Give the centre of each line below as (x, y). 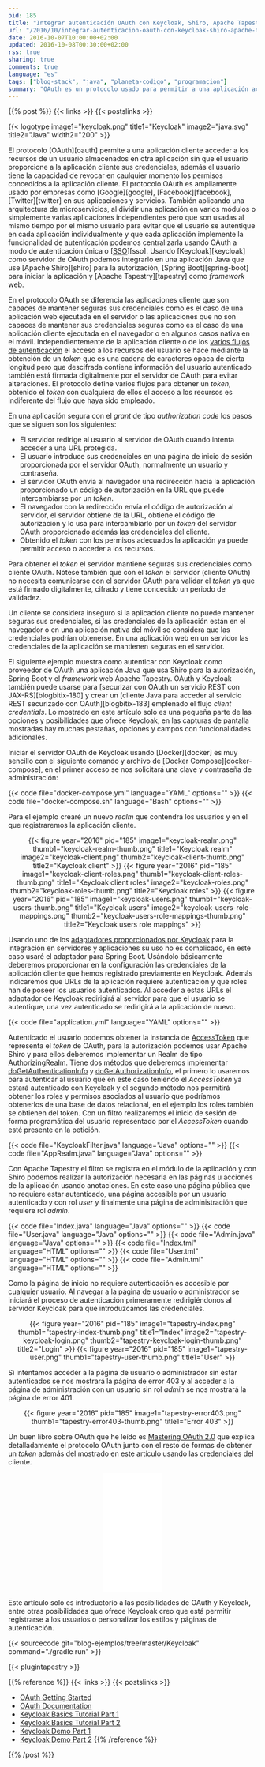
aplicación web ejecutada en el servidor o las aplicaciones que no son (122, 317)
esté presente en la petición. (54, 1130)
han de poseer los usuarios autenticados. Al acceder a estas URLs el (120, 990)
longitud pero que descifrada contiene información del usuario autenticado (130, 367)
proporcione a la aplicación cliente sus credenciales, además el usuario (124, 167)
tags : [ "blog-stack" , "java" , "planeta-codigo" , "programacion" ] (118, 81)
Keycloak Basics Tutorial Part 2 (70, 1723)
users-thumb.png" (43, 908)
